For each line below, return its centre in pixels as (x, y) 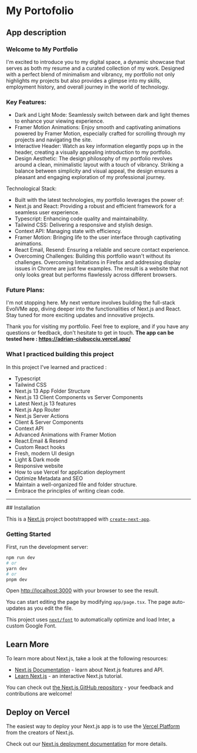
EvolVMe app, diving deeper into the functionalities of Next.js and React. (94, 309)
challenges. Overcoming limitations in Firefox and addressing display (98, 262)
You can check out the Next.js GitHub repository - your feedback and (90, 687)
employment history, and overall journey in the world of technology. (88, 87)
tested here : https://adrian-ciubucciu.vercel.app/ (68, 339)
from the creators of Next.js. (40, 732)
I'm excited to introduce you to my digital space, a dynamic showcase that (96, 62)
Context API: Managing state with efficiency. (68, 231)
